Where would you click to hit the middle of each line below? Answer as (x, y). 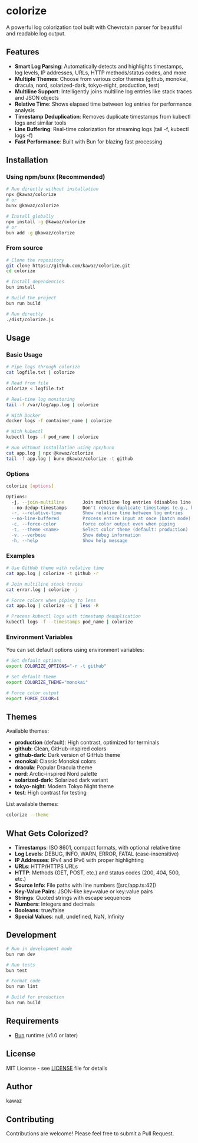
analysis (25, 110)
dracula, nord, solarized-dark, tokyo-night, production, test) (87, 85)
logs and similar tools (40, 123)
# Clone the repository (35, 260)
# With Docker (24, 415)
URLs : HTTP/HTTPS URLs (46, 867)
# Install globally (30, 216)
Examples (21, 556)
